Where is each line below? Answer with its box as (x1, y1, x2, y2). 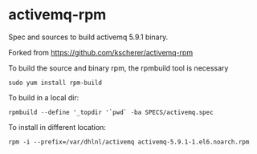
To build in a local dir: (8, 92, 80, 102)
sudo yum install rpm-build (8, 79, 103, 87)
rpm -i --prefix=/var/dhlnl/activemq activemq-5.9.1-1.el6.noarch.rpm (8, 138, 250, 146)
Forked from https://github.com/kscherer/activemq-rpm (8, 47, 194, 57)
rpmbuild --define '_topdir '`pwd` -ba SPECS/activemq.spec (8, 108, 214, 116)
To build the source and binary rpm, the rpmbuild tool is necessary (8, 63, 229, 73)
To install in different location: (8, 122, 107, 132)
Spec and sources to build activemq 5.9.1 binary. (8, 32, 169, 42)
